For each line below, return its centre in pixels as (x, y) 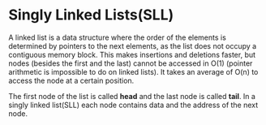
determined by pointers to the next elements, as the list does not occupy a (133, 45)
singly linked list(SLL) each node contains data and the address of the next (133, 105)
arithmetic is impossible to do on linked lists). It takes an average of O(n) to (133, 71)
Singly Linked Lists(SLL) (91, 15)
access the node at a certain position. (71, 80)
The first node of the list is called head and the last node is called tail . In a (132, 96)
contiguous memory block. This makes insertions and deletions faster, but (132, 54)
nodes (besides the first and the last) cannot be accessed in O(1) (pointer (131, 63)
